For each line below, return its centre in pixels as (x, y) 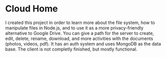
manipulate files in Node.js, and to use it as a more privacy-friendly (74, 27)
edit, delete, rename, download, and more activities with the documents (79, 38)
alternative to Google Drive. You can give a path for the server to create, (80, 33)
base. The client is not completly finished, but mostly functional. (71, 49)
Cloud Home (32, 9)
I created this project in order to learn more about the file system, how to (80, 22)
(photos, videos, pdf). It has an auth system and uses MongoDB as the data (83, 43)
